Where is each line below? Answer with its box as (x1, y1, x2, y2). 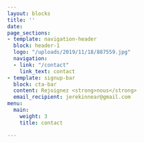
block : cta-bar (13, 81, 57, 88)
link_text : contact (19, 68, 76, 75)
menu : (7, 100, 23, 107)
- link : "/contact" (13, 61, 70, 68)
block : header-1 (13, 42, 60, 49)
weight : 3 (19, 113, 48, 120)
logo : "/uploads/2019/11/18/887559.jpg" (13, 49, 131, 56)
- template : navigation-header (7, 36, 97, 43)
